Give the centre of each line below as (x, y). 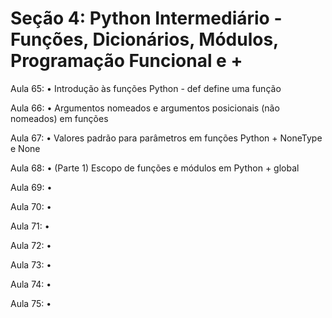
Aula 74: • (31, 284)
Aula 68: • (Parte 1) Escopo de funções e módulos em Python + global (155, 168)
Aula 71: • (30, 226)
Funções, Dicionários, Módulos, (144, 39)
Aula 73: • (31, 264)
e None (25, 148)
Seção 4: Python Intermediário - (146, 18)
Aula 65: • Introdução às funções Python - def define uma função (146, 88)
